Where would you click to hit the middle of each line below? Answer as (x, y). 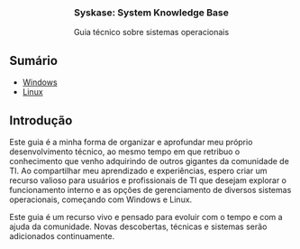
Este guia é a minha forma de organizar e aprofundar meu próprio (131, 142)
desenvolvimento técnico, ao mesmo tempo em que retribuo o (125, 152)
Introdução (41, 120)
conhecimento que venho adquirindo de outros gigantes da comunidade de (150, 161)
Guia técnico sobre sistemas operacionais (151, 32)
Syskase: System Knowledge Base (151, 13)
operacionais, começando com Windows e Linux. (101, 199)
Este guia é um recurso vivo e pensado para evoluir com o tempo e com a (146, 217)
